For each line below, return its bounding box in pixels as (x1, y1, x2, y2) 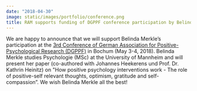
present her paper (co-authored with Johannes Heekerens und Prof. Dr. (6, 60, 179, 67)
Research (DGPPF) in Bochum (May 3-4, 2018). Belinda (40, 48, 175, 55)
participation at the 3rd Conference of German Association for (6, 41, 157, 48)
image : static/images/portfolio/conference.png (6, 14, 125, 20)
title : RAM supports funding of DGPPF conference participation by (6, 19, 175, 25)
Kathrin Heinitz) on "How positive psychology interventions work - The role (6, 66, 188, 73)
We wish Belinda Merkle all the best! (40, 79, 128, 86)
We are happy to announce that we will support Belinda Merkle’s (6, 36, 161, 43)
